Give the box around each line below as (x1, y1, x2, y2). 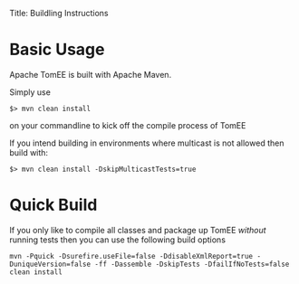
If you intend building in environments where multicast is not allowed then (9, 137, 285, 148)
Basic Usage (9, 40, 105, 60)
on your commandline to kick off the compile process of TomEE (9, 119, 246, 130)
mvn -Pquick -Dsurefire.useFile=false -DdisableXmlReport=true (9, 251, 254, 260)
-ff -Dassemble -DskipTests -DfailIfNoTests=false (94, 260, 290, 269)
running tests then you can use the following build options (9, 234, 227, 245)
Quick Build (9, 194, 98, 215)
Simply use (9, 86, 52, 98)
